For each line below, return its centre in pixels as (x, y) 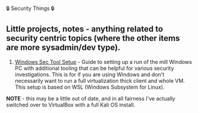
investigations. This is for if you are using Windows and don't (89, 74)
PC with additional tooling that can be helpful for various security (94, 68)
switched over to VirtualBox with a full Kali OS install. (71, 105)
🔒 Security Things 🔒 (30, 8)
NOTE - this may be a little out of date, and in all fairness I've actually (91, 98)
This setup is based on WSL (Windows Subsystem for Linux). (89, 87)
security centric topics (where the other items (93, 38)
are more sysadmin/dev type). (63, 48)
